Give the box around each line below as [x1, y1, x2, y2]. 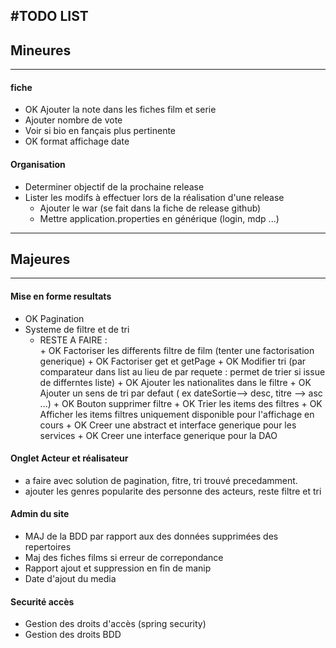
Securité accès [10, 595, 75, 608]
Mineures [10, 42, 72, 59]
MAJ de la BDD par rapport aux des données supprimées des [24, 530, 279, 543]
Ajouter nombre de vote [24, 114, 123, 126]
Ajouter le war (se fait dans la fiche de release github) [39, 202, 262, 214]
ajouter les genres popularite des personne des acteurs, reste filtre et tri [24, 485, 322, 497]
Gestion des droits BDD [24, 629, 122, 641]
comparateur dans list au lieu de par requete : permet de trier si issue [39, 365, 326, 378]
